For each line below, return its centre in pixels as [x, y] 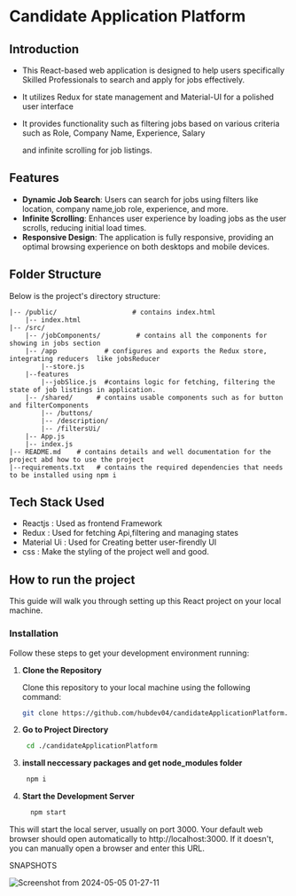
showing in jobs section [55, 343]
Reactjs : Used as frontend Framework [92, 523]
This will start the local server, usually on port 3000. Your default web [136, 829]
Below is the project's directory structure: [85, 295]
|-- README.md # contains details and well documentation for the [140, 452]
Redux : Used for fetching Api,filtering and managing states [130, 533]
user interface [47, 106]
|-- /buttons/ [67, 413]
